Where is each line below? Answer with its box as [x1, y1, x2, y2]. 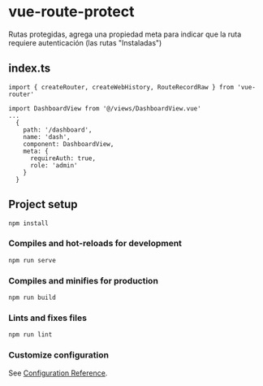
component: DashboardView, [23, 140, 114, 148]
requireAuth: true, [29, 154, 96, 163]
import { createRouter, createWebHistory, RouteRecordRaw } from [8, 83, 234, 91]
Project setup [8, 197, 79, 211]
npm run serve [8, 256, 57, 264]
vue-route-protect [8, 2, 136, 21]
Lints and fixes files [8, 312, 88, 323]
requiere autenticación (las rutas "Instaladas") [8, 37, 162, 47]
